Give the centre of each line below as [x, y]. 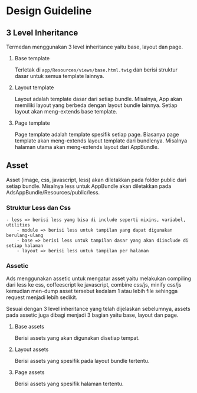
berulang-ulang [25, 236]
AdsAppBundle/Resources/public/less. [53, 192]
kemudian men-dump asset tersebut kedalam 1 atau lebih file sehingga [92, 291]
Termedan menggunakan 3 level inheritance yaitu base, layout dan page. [95, 47]
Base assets [29, 327]
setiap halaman [25, 246]
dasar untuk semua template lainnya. [59, 76]
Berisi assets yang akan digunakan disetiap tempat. [77, 338]
